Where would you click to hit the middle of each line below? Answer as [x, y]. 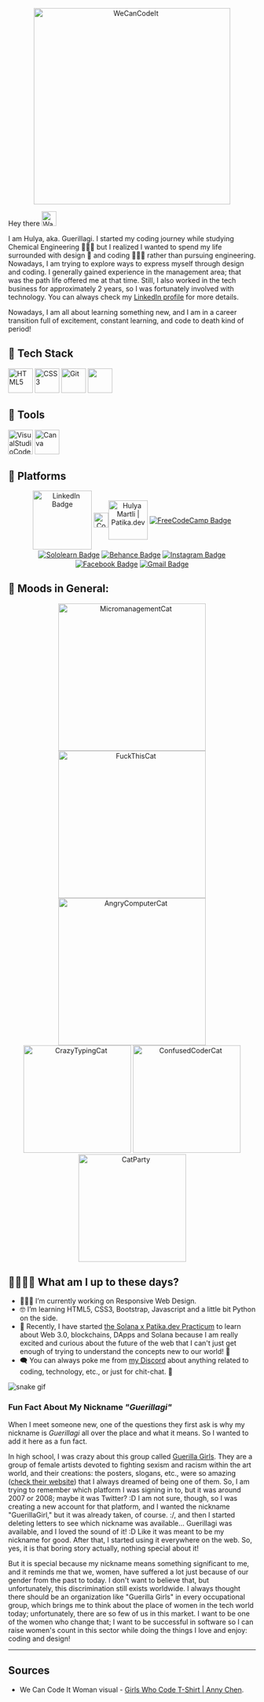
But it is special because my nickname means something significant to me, [129, 1563]
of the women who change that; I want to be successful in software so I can [131, 1622]
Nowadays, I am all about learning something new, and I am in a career [123, 312]
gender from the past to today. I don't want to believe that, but [109, 1580]
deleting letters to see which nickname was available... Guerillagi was [120, 1523]
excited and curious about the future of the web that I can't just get [128, 1343]
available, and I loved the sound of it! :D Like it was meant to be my [116, 1532]
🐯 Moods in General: [59, 589]
